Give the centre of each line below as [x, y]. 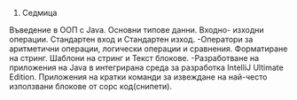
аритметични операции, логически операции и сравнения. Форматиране [148, 49]
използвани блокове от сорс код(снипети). [91, 86]
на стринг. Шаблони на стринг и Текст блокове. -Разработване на [134, 58]
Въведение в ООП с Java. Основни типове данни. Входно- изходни [137, 30]
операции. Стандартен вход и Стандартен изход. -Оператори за [131, 39]
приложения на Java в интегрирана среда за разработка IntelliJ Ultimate [146, 67]
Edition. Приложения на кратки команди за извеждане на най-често [138, 77]
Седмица [39, 13]
